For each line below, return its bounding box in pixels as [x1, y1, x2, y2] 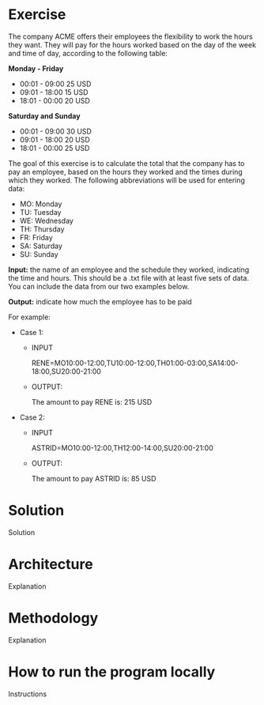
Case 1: [19, 327, 44, 337]
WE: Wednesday [19, 216, 74, 225]
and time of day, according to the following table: [8, 48, 168, 58]
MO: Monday [19, 199, 62, 209]
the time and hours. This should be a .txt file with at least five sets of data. [8, 273, 249, 282]
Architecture [8, 556, 93, 574]
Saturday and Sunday [8, 111, 81, 120]
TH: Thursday [19, 224, 65, 234]
